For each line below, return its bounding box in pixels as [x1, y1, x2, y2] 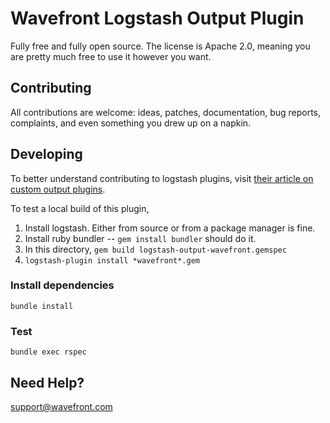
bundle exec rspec [10, 347, 87, 357]
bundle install [10, 301, 74, 311]
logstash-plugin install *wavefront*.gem [24, 255, 200, 266]
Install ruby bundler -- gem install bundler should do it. [24, 232, 257, 244]
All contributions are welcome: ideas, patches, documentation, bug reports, [10, 106, 322, 118]
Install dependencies [10, 278, 115, 292]
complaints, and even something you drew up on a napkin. [10, 117, 252, 129]
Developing [10, 146, 83, 163]
